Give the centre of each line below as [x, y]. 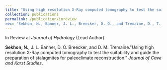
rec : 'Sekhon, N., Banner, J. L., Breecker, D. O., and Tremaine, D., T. [83, 24]
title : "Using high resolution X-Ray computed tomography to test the [80, 10]
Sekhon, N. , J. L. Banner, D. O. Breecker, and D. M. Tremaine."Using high [80, 47]
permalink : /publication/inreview [41, 19]
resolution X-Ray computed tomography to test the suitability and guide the [82, 53]
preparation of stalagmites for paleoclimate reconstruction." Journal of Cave [83, 58]
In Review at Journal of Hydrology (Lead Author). [55, 38]
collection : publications [32, 14]
